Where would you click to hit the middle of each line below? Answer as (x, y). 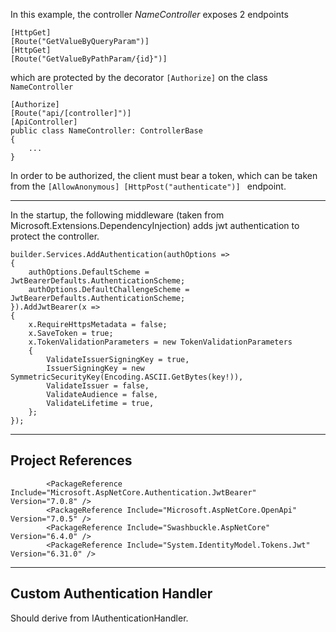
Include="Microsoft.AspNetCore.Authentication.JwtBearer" (133, 492)
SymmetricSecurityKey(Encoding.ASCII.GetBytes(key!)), (127, 377)
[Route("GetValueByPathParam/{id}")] (89, 59)
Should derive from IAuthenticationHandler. (99, 618)
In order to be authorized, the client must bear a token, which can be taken (164, 175)
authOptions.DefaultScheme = (89, 272)
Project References (71, 460)
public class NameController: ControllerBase (106, 131)
